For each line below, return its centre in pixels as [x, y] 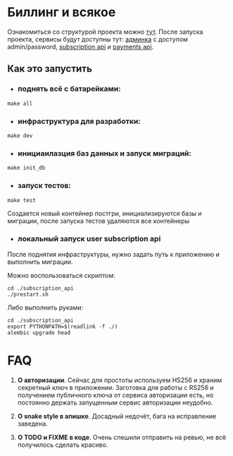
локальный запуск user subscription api [89, 239]
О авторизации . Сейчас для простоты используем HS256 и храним [120, 380]
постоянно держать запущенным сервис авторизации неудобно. [115, 403]
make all [20, 103]
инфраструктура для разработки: [79, 121]
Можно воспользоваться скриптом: [61, 275]
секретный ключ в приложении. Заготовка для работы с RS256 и [116, 387]
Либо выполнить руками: [45, 308]
